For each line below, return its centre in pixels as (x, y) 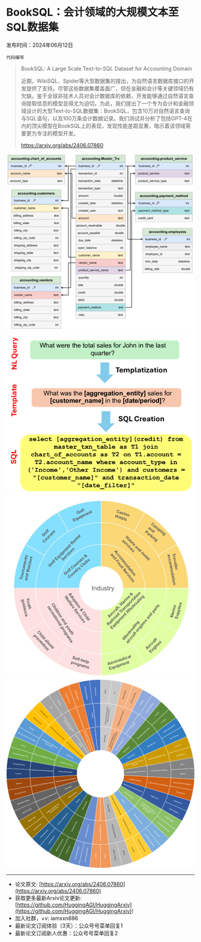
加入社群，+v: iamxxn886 (46, 918)
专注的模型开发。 (58, 133)
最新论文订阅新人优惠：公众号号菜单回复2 (66, 933)
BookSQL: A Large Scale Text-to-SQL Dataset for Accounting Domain (106, 68)
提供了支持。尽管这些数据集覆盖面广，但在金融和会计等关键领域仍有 (110, 88)
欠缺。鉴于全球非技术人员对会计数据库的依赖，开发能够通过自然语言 (105, 96)
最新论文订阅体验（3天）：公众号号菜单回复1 (69, 925)
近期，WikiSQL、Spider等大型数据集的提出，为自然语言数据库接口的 (105, 81)
